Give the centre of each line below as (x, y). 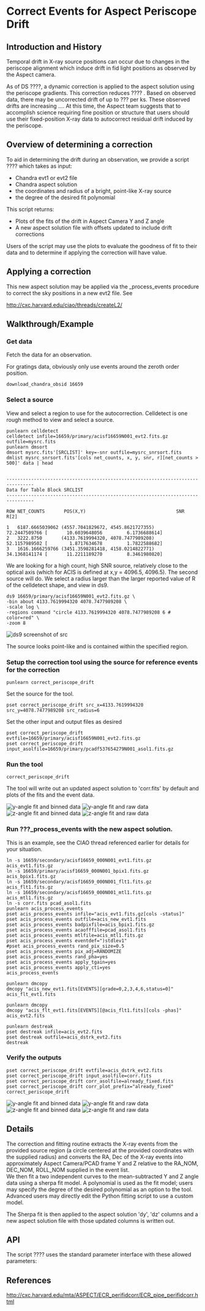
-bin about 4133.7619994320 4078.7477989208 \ (67, 601)
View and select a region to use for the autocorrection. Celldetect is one (97, 413)
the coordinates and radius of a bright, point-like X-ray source (93, 190)
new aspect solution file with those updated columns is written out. (91, 1220)
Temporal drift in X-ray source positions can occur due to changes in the (98, 62)
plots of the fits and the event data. (50, 795)
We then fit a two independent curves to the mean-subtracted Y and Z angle (102, 1176)
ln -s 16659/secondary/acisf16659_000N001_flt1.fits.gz (79, 882)
